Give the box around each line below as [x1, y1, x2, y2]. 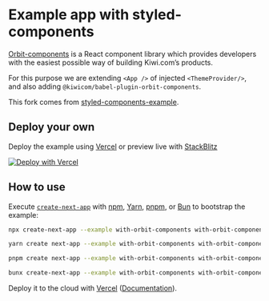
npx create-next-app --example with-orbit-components [8, 226, 192, 234]
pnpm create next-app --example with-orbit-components [8, 255, 195, 263]
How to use [8, 180, 66, 194]
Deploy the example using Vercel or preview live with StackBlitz [8, 142, 218, 151]
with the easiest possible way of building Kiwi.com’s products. [8, 58, 214, 67]
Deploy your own [8, 120, 94, 134]
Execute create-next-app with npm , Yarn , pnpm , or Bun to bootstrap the [8, 202, 246, 211]
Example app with [8, 6, 130, 24]
